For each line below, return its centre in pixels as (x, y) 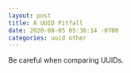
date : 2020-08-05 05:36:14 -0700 (64, 30)
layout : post (30, 15)
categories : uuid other (48, 38)
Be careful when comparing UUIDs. (66, 60)
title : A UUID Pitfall (46, 23)
